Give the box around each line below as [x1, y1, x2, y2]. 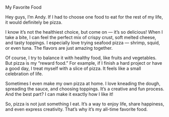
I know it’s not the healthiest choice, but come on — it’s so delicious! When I [5, 29, 163, 35]
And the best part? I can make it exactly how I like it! [5, 91, 114, 97]
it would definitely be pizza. [5, 20, 63, 25]
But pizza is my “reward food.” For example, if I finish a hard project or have [5, 60, 162, 66]
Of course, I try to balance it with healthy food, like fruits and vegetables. [5, 55, 157, 61]
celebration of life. [5, 71, 43, 77]
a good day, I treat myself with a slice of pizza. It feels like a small [5, 65, 141, 71]
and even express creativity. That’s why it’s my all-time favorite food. [5, 106, 148, 112]
